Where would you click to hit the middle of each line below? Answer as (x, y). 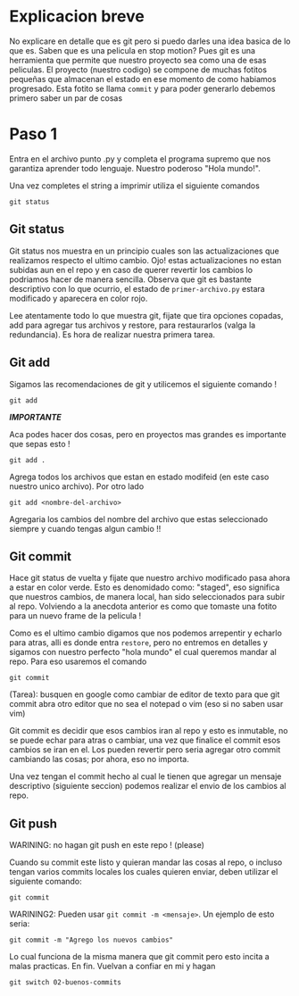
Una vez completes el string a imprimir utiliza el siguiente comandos (135, 186)
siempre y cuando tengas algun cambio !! (85, 528)
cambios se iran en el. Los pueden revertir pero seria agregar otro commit (145, 750)
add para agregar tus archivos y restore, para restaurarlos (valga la (133, 325)
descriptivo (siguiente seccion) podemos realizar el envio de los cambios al (148, 786)
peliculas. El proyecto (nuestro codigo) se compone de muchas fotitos (138, 70)
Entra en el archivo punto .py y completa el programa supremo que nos (140, 159)
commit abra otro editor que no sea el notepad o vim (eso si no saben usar (146, 704)
